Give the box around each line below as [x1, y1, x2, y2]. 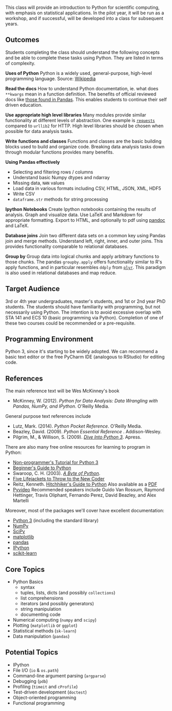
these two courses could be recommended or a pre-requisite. [5, 320, 136, 326]
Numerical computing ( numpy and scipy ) [12, 617, 97, 623]
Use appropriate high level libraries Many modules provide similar [5, 111, 146, 118]
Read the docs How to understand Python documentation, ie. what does [5, 85, 159, 91]
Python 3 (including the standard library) [12, 517, 99, 524]
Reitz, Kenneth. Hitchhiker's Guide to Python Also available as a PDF [12, 481, 158, 487]
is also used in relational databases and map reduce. [5, 270, 117, 276]
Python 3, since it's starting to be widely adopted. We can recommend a [5, 349, 158, 355]
